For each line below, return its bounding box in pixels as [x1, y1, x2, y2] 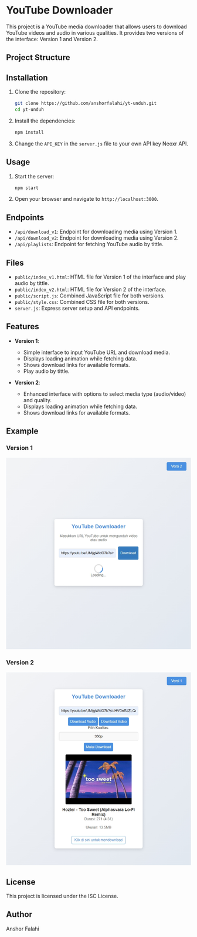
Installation [6, 72, 48, 82]
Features [6, 322, 39, 332]
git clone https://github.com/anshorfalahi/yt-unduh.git [14, 101, 157, 107]
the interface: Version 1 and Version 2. [6, 35, 98, 42]
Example [6, 426, 39, 436]
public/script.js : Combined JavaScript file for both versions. [14, 292, 165, 299]
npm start [14, 185, 39, 191]
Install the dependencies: [14, 117, 76, 124]
